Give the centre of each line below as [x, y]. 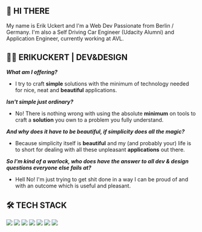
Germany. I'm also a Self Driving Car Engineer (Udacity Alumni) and [90, 32]
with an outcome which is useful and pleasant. [73, 186]
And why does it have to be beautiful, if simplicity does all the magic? [96, 131]
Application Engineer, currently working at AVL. [65, 38]
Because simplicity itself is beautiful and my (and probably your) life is [103, 143]
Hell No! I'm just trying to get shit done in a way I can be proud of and [102, 179]
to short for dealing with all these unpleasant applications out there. [100, 149]
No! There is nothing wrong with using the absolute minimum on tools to [106, 113]
